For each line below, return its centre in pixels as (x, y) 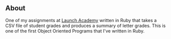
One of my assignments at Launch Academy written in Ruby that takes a (81, 20)
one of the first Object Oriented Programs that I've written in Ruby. (75, 31)
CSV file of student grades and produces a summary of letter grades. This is (86, 25)
